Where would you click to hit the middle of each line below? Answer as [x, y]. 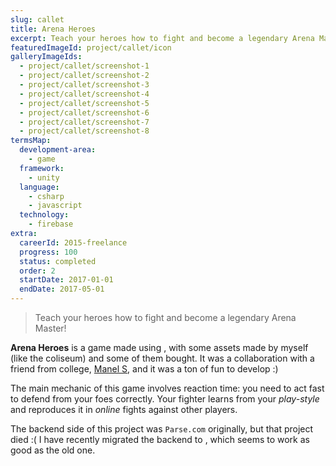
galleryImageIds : [46, 57]
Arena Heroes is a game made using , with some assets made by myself [159, 347]
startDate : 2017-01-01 [66, 280]
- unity [44, 177]
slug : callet [37, 19]
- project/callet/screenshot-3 [84, 85]
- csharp [46, 196]
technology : [44, 215]
